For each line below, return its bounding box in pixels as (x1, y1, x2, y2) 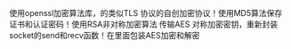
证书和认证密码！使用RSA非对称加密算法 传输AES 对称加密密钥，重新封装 (9, 19, 279, 29)
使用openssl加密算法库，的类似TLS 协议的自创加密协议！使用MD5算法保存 (9, 8, 283, 18)
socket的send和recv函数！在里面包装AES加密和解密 (9, 30, 200, 40)
